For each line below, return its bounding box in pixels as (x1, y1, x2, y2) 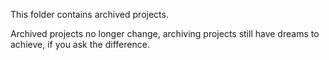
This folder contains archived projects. (10, 9, 169, 20)
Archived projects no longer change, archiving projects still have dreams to (10, 28, 320, 39)
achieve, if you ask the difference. (10, 39, 150, 50)
